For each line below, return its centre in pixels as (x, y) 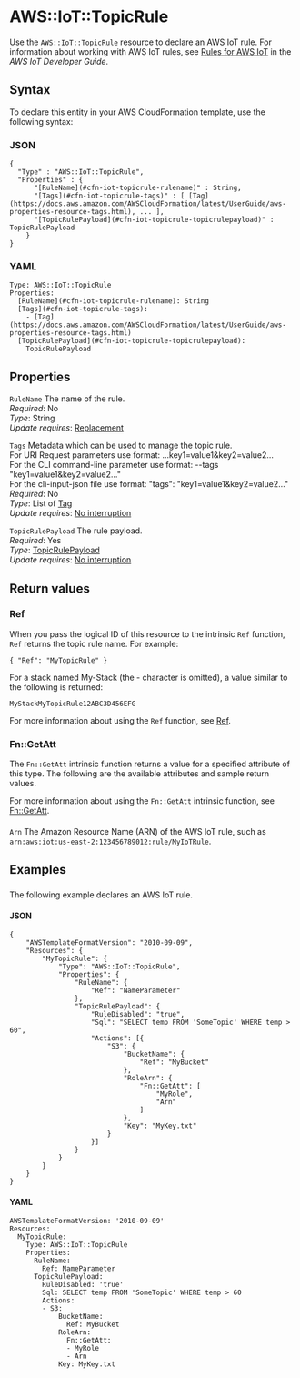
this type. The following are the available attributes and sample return (140, 774)
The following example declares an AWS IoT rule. (101, 895)
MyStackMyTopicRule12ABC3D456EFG (73, 704)
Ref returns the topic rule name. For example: (94, 643)
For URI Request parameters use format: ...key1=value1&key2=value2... (142, 455)
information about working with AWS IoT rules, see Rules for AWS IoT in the (150, 51)
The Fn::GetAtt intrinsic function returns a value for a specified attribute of (150, 764)
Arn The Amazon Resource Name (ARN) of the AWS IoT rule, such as (138, 831)
